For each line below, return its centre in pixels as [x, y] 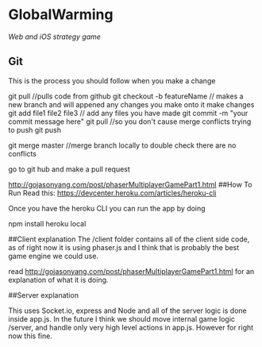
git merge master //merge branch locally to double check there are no [122, 145]
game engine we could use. [54, 256]
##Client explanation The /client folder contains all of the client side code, [129, 239]
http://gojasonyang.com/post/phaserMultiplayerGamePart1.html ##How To [130, 184]
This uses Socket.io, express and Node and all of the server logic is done [128, 310]
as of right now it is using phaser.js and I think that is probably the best [124, 247]
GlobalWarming [61, 15]
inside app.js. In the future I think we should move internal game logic [122, 318]
